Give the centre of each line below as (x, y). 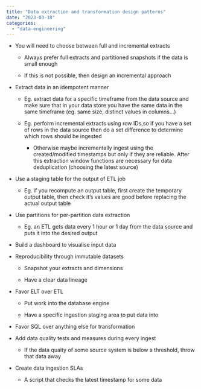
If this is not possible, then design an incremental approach (97, 75)
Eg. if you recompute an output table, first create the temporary (103, 191)
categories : (21, 23)
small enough (41, 64)
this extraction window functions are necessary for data (102, 161)
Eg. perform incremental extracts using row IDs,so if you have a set (107, 124)
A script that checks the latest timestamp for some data (93, 380)
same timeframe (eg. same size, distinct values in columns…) (100, 112)
